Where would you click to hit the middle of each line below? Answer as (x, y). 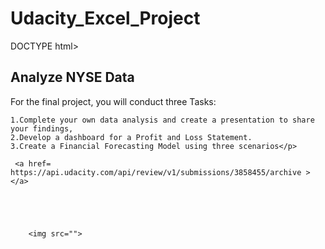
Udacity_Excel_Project (105, 18)
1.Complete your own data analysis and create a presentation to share (162, 120)
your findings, (42, 128)
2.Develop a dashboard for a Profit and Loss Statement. (131, 137)
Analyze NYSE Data (72, 77)
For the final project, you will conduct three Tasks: (113, 101)
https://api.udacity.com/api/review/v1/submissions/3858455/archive (156, 172)
